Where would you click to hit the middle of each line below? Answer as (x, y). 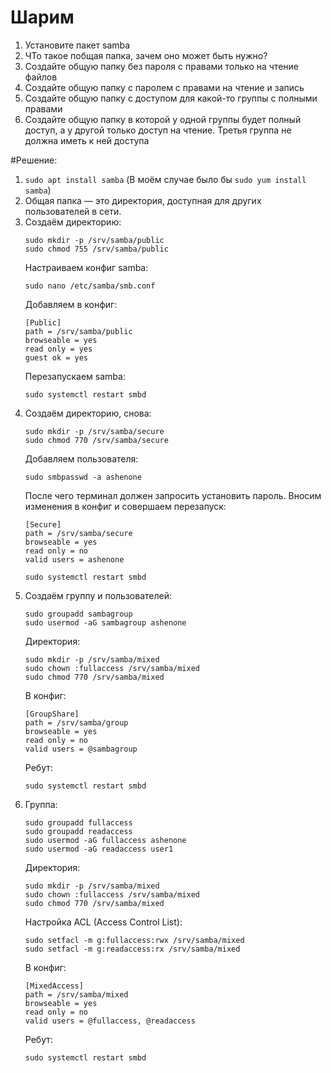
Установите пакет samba (77, 45)
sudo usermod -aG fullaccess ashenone (105, 840)
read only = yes (58, 349)
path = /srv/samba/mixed (76, 994)
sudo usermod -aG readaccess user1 (99, 849)
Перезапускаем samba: (75, 376)
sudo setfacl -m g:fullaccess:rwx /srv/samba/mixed (134, 940)
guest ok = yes (56, 357)
